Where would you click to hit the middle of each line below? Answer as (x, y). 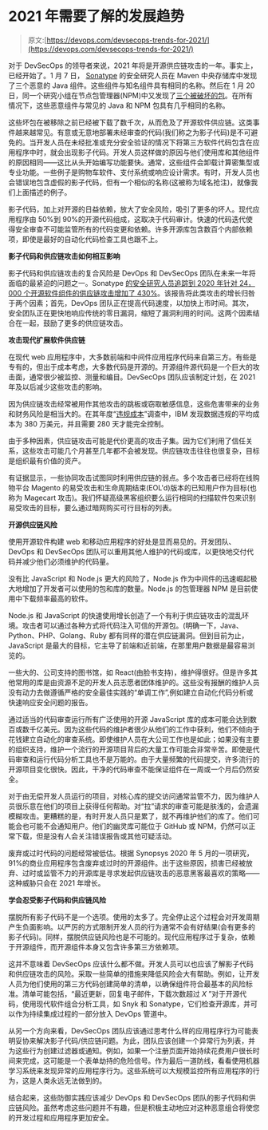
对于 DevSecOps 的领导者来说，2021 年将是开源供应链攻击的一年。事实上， (133, 65)
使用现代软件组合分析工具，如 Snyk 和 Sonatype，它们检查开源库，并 (136, 1004)
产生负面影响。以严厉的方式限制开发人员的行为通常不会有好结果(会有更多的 (132, 926)
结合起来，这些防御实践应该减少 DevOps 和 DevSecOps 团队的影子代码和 (128, 1097)
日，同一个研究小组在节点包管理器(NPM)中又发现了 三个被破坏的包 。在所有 (131, 95)
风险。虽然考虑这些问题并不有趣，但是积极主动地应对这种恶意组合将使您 (141, 1108)
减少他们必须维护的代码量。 (67, 561)
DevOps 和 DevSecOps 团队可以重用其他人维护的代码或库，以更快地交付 (128, 551)
